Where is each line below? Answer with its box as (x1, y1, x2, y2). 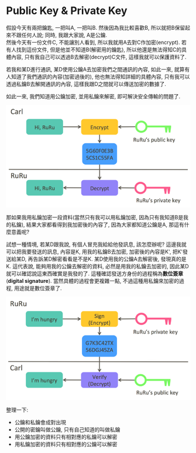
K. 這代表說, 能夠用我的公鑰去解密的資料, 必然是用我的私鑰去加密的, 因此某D (6, 262, 189, 269)
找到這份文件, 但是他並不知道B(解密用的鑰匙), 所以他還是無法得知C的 (16, 46, 182, 53)
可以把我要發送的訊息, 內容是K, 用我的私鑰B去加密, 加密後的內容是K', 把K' (6, 248, 183, 255)
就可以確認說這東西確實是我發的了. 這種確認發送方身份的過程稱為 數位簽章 (6, 270, 183, 277)
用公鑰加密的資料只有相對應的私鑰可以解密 (14, 434, 118, 441)
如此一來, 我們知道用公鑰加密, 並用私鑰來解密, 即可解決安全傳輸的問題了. (6, 92, 180, 100)
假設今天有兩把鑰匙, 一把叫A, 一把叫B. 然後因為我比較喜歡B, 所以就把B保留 (6, 24, 185, 31)
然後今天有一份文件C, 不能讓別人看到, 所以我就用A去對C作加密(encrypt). (6, 39, 180, 46)
